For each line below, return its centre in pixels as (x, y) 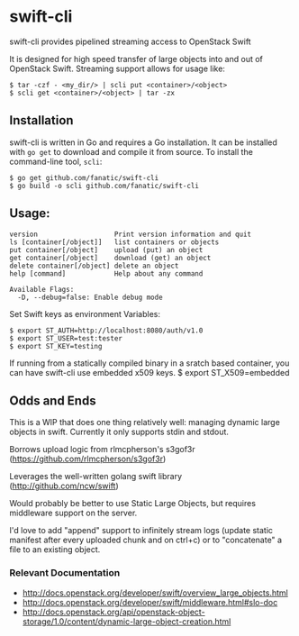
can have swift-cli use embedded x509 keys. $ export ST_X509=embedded (149, 372)
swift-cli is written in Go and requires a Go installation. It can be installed (143, 142)
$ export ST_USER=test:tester (66, 338)
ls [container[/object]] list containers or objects (114, 242)
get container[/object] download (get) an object (110, 258)
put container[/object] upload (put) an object (106, 250)
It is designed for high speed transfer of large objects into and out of (136, 59)
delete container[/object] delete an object (94, 266)
